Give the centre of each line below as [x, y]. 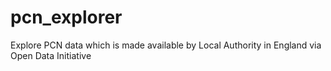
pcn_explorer [66, 17]
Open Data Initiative [51, 55]
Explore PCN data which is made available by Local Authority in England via [166, 45]
